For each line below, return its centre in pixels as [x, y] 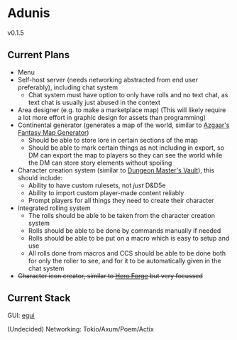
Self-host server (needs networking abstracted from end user [108, 79]
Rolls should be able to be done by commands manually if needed [125, 230]
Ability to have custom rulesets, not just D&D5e [97, 185]
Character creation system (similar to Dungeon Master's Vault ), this [116, 170]
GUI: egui [21, 315]
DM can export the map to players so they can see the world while [125, 155]
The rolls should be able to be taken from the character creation [121, 215]
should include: [40, 177]
